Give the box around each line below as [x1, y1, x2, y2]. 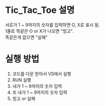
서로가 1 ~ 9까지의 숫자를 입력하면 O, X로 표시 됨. [5, 22, 100, 28]
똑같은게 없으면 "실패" [5, 34, 48, 40]
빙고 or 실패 [12, 95, 36, 102]
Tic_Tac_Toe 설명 [5, 4, 75, 16]
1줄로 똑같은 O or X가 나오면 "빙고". [5, 28, 74, 34]
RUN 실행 [12, 77, 31, 83]
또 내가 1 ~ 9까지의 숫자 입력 [12, 89, 67, 95]
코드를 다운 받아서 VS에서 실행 [12, 70, 71, 77]
